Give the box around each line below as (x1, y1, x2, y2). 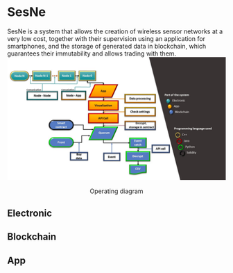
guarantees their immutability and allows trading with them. (7, 49, 177, 58)
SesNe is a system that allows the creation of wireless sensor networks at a (7, 27, 223, 35)
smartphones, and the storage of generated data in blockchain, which (7, 42, 207, 50)
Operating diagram (89, 187, 144, 195)
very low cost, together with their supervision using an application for (7, 34, 206, 42)
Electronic (7, 207, 53, 219)
